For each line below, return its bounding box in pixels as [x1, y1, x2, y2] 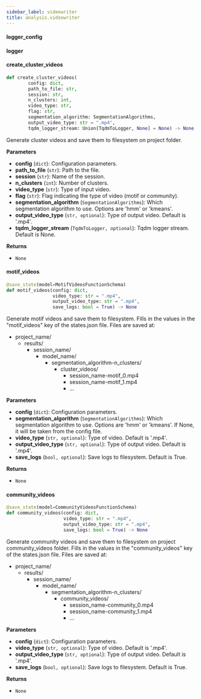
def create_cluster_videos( [6, 74, 78, 81]
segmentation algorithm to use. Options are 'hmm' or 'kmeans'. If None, [15, 421, 194, 428]
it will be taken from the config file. [15, 428, 102, 435]
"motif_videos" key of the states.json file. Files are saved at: [6, 322, 155, 329]
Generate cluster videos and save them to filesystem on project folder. [6, 136, 182, 143]
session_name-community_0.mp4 [69, 601, 154, 609]
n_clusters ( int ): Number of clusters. [15, 179, 109, 186]
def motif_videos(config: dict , [6, 287, 88, 293]
